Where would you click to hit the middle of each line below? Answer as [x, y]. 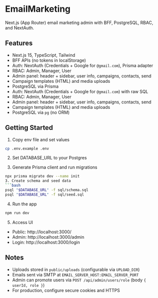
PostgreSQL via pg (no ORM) [41, 112]
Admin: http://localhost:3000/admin [48, 237]
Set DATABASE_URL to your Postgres [49, 158]
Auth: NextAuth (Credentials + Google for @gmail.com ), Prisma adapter [82, 65]
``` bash [13, 186]
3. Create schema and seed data [38, 181]
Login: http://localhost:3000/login [46, 242]
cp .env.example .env [27, 149]
